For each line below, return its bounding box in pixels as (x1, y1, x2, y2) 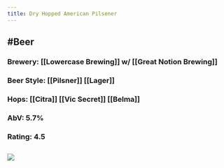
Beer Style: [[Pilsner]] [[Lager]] (7, 75, 115, 85)
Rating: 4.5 (7, 132, 45, 142)
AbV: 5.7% (7, 113, 44, 123)
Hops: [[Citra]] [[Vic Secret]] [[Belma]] (7, 94, 140, 104)
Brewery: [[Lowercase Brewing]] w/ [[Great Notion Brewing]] (7, 56, 218, 66)
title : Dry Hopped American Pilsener (7, 10, 118, 17)
